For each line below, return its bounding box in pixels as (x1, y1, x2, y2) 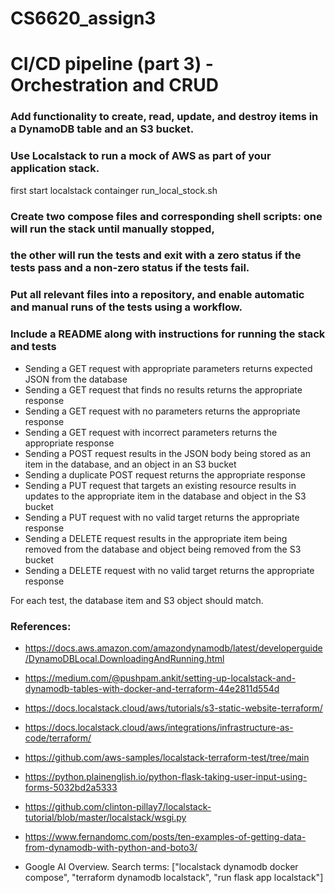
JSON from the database (24, 373, 128, 385)
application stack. (10, 162, 100, 176)
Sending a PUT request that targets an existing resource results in (24, 479, 297, 491)
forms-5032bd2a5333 (24, 781, 118, 793)
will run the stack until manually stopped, (10, 222, 215, 236)
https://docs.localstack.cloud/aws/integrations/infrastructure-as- (24, 721, 294, 733)
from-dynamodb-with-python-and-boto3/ (24, 841, 198, 853)
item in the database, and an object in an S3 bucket (24, 458, 237, 470)
